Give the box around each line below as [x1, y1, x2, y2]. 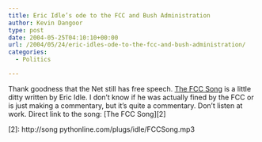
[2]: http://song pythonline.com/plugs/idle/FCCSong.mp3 [8, 124, 196, 134]
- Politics [15, 56, 51, 64]
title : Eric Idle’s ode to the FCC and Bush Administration [8, 11, 211, 20]
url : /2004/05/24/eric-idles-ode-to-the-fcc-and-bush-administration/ [8, 41, 246, 49]
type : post [8, 26, 44, 34]
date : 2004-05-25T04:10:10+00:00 [8, 33, 119, 42]
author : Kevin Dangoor [8, 19, 83, 27]
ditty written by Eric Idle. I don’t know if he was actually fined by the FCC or [8, 92, 255, 102]
